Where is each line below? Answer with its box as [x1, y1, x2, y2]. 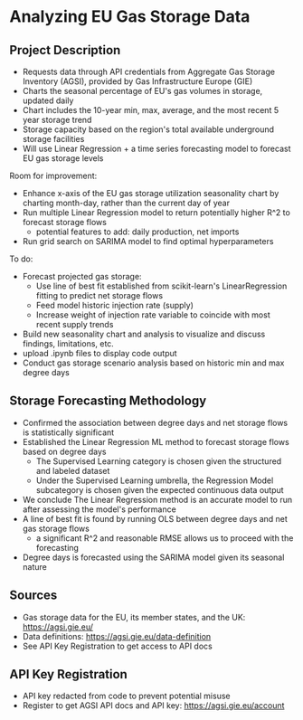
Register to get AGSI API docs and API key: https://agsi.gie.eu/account [22, 700, 285, 711]
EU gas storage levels [22, 153, 104, 164]
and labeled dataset [35, 465, 110, 476]
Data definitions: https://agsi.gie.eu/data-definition [22, 630, 212, 641]
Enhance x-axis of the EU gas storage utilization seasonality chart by [22, 188, 279, 198]
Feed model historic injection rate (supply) [35, 300, 194, 310]
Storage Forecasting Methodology [9, 393, 207, 409]
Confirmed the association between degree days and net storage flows [22, 417, 289, 428]
